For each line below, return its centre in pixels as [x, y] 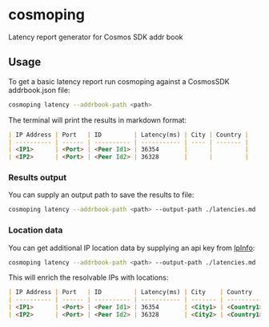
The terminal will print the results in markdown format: [97, 120]
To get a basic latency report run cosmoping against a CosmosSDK [119, 81]
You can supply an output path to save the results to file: [101, 195]
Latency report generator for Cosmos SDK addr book [96, 37]
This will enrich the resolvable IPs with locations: [88, 277]
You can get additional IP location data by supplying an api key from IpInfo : [132, 248]
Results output [37, 178]
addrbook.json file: [39, 90]
